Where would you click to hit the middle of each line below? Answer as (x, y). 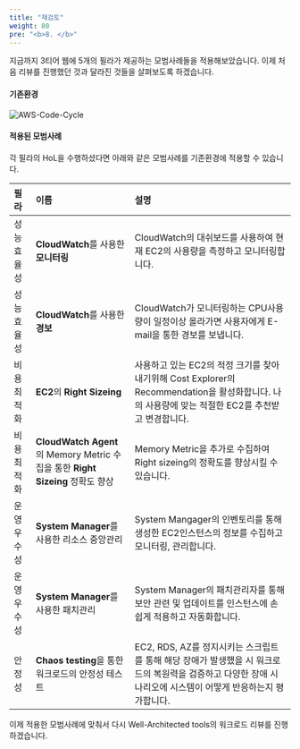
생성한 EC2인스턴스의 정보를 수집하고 (208, 532)
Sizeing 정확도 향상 (75, 481)
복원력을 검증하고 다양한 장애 (210, 674)
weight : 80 (29, 26)
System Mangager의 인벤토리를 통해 (208, 519)
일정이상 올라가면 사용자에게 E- (216, 321)
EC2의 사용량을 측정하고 (194, 251)
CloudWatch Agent (77, 441)
